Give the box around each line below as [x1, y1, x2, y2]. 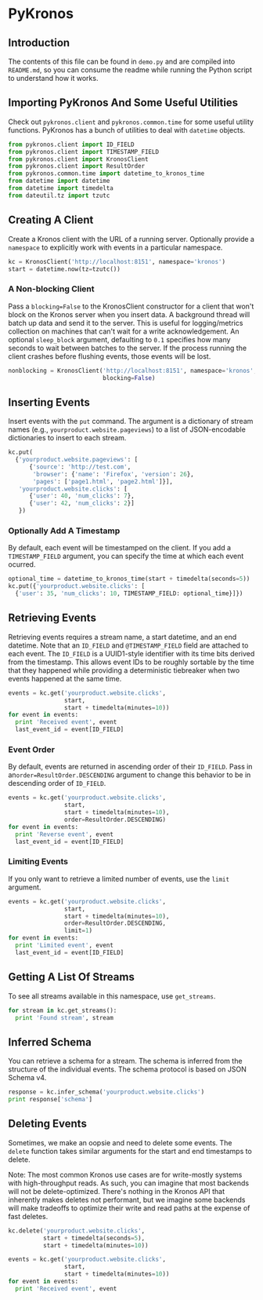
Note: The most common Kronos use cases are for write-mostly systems [8, 1170, 243, 1179]
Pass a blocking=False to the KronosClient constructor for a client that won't [8, 301, 254, 311]
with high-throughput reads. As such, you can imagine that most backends [8, 1178, 249, 1188]
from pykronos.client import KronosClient [8, 155, 149, 163]
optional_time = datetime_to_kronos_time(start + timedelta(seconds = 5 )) [8, 575, 250, 583]
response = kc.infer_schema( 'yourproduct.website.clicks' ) [8, 1088, 205, 1096]
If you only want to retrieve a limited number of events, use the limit [8, 874, 229, 883]
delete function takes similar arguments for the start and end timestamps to [8, 1146, 252, 1156]
